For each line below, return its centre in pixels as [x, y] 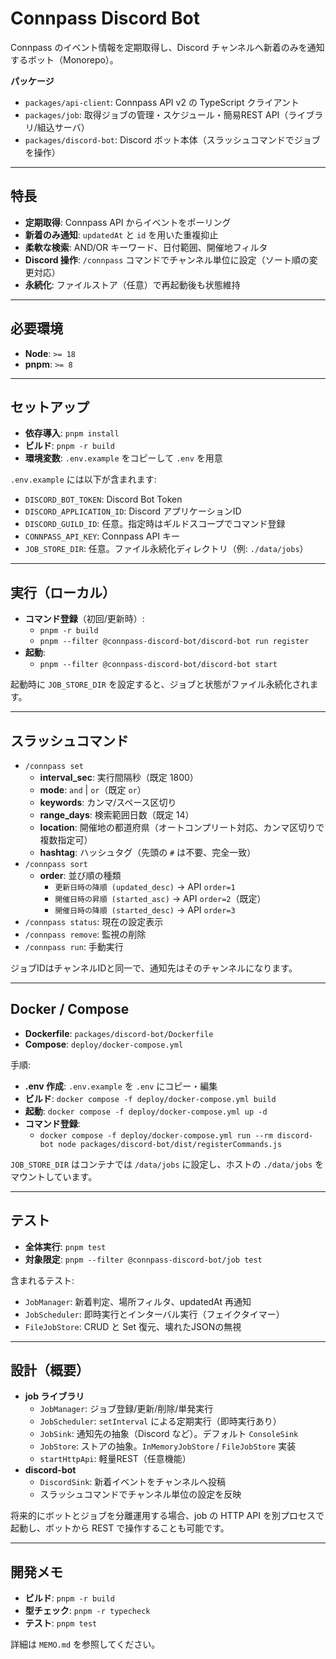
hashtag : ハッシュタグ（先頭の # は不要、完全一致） [148, 852]
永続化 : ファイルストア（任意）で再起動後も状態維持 [132, 284]
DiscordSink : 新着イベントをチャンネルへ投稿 [132, 1482]
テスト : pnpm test [61, 1623]
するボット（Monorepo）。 [64, 59]
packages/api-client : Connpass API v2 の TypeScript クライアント [162, 102]
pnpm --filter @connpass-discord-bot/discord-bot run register [174, 642]
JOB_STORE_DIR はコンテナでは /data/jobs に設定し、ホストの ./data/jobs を [167, 1164]
